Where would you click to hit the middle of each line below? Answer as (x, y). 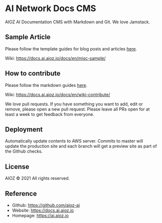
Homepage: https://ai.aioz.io (40, 215)
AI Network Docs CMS (51, 8)
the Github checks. (24, 151)
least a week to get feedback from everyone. (50, 114)
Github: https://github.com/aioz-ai (46, 205)
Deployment (24, 129)
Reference (21, 194)
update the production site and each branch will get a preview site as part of (81, 146)
